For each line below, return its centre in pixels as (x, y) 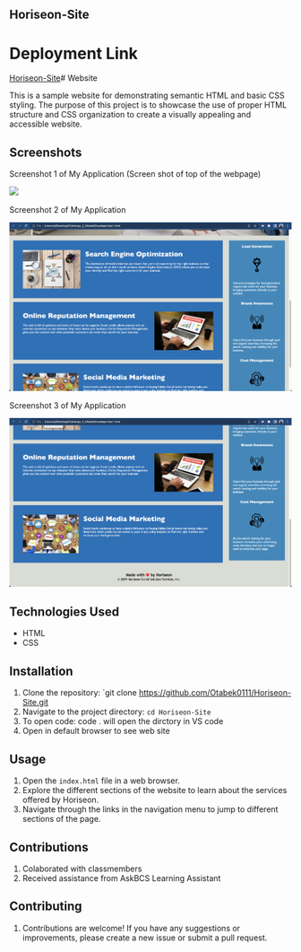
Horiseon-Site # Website (54, 78)
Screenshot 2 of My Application (68, 210)
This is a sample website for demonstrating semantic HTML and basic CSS (147, 96)
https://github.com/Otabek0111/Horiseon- (215, 693)
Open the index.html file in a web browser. (101, 781)
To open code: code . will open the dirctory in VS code (123, 721)
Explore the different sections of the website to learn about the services (155, 790)
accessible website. (46, 124)
